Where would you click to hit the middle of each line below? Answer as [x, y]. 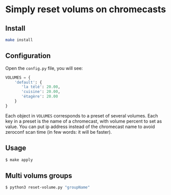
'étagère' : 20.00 [40, 96]
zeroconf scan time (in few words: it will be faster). [59, 132]
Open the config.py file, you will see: [44, 68]
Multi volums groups [39, 175]
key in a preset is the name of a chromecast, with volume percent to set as [84, 121]
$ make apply [19, 160]
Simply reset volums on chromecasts [86, 9]
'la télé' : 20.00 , [41, 87]
